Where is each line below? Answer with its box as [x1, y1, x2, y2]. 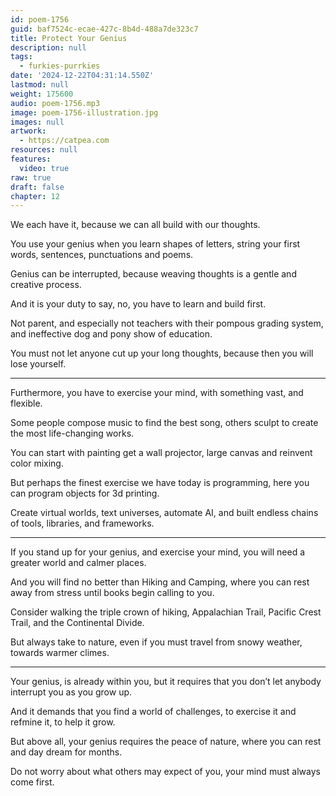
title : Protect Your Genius [10, 33, 128, 43]
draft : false [10, 182, 65, 192]
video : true [19, 163, 70, 173]
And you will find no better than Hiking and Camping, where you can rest [10, 576, 310, 588]
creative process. [10, 279, 82, 291]
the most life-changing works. [10, 427, 135, 440]
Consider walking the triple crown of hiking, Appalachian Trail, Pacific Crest [10, 606, 322, 618]
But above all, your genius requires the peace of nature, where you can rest [10, 736, 322, 748]
